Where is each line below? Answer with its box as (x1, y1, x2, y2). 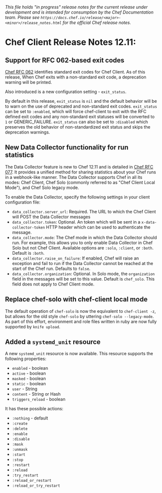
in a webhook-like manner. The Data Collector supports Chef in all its (5, 174, 143, 180)
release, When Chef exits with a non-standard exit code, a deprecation (5, 74, 146, 80)
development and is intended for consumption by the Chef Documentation (5, 9, 154, 15)
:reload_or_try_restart (12, 483, 61, 489)
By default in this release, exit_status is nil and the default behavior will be (5, 98, 157, 104)
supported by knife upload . (5, 323, 61, 329)
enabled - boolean (12, 365, 49, 371)
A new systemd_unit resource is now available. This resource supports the (5, 351, 153, 357)
